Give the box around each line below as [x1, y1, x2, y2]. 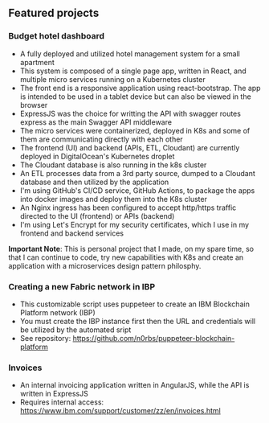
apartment [19, 57, 55, 67]
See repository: [19, 333, 71, 343]
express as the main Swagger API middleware [19, 117, 173, 127]
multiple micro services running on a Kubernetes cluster [19, 74, 206, 84]
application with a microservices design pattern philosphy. [8, 261, 202, 270]
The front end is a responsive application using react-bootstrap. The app [19, 83, 261, 92]
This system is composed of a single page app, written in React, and [19, 66, 247, 76]
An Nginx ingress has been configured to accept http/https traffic [19, 203, 237, 212]
